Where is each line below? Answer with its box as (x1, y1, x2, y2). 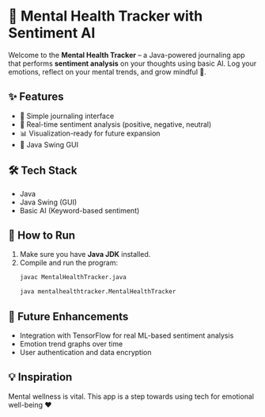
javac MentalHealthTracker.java (19, 274, 127, 281)
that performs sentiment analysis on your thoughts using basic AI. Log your (8, 59, 257, 68)
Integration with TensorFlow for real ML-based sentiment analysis (19, 331, 234, 340)
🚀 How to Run (8, 228, 76, 242)
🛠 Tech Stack (8, 164, 78, 178)
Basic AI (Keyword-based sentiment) (19, 205, 140, 215)
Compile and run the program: (19, 258, 119, 268)
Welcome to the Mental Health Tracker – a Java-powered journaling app (8, 50, 245, 59)
